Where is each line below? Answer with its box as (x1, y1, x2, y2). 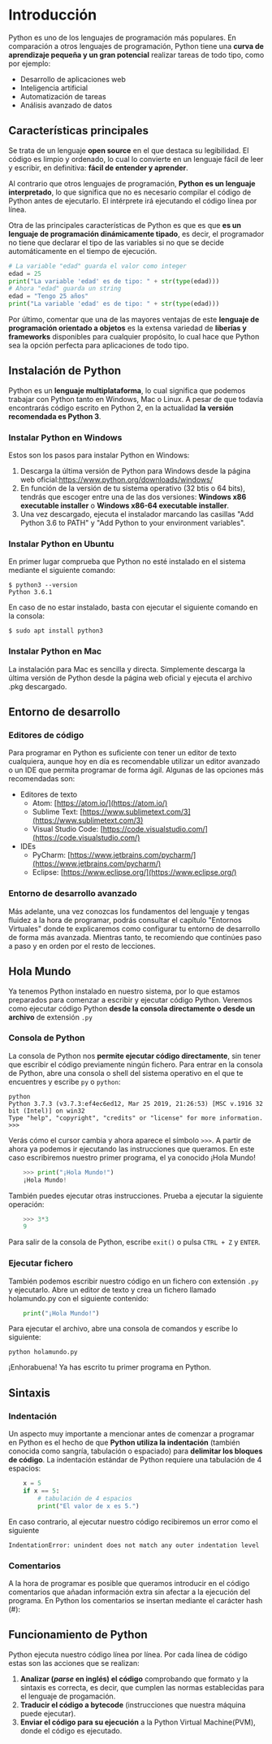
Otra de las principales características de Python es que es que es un (8, 220, 242, 229)
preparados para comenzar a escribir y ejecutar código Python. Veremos (8, 994, 253, 1004)
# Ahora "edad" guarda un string (8, 285, 122, 293)
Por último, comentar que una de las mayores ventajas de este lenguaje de (8, 315, 260, 324)
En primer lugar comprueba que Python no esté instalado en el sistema (8, 557, 246, 566)
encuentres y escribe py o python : (8, 1077, 121, 1086)
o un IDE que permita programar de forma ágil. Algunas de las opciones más (8, 765, 264, 775)
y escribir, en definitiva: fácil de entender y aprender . (8, 163, 188, 173)
